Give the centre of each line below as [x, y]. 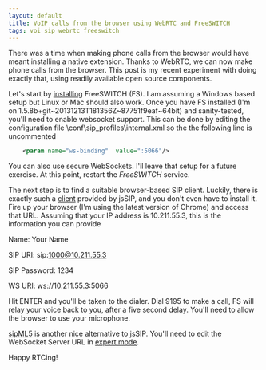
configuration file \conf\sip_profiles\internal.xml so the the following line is [130, 128]
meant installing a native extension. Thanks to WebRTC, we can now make [131, 61]
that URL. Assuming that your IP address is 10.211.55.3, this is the [115, 215]
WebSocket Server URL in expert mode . [74, 342]
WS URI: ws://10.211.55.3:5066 [58, 286]
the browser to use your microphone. [69, 318]
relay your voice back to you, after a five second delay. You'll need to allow [131, 310]
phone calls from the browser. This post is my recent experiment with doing [133, 70]
